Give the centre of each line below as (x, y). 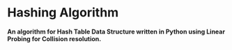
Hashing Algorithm (63, 13)
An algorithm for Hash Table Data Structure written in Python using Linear (116, 32)
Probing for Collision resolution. (54, 38)
